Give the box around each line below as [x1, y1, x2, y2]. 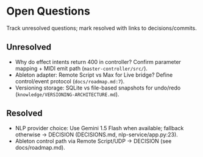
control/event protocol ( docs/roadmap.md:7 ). [15, 77, 125, 85]
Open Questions [6, 4, 90, 18]
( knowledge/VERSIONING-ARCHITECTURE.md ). [15, 90, 119, 98]
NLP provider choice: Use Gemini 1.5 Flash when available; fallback [15, 124, 184, 131]
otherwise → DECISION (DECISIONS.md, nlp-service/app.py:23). [15, 131, 178, 138]
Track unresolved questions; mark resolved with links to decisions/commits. [6, 24, 197, 32]
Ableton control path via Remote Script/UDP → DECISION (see [15, 137, 172, 144]
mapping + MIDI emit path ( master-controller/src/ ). [15, 65, 148, 72]
